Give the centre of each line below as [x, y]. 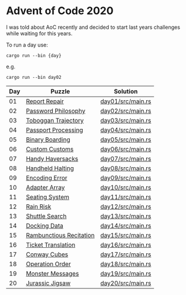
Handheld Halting [50, 168]
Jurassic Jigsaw [48, 283]
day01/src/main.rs [126, 101]
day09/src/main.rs [126, 178]
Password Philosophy [56, 111]
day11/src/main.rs [126, 197]
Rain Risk [39, 206]
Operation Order [49, 264]
